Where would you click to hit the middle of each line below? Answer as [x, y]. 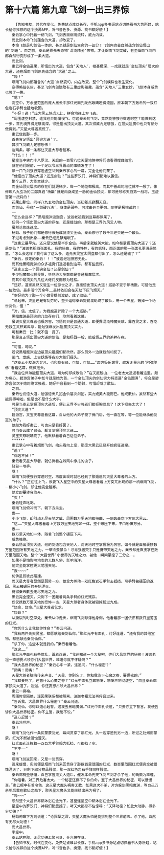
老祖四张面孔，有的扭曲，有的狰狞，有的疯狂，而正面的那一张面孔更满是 [91, 248]
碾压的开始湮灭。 [38, 586]
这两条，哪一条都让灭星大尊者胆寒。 [43, 150]
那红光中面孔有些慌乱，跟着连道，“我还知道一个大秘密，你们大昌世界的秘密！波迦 [82, 654]
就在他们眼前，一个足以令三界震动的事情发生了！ [53, 165]
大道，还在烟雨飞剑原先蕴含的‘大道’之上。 [42, 71]
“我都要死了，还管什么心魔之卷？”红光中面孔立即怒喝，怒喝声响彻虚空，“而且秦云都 [84, 681]
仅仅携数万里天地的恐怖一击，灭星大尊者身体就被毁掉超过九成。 [66, 602]
